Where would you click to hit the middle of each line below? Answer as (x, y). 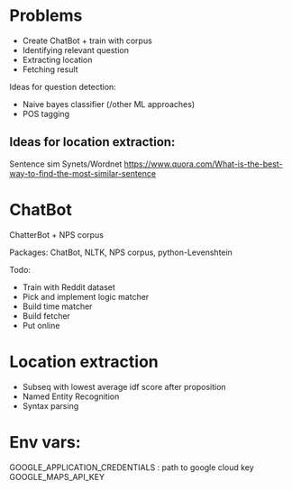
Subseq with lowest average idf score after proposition (124, 386)
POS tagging (46, 113)
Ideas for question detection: (63, 86)
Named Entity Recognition (71, 396)
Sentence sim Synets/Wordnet (66, 164)
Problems (46, 16)
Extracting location (57, 59)
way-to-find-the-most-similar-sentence (82, 173)
